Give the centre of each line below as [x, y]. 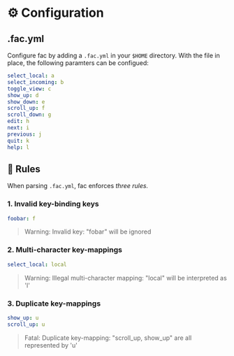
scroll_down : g [29, 115]
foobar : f [22, 218]
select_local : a [31, 76]
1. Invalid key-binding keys [53, 204]
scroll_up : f [26, 108]
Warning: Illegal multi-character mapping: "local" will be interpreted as [125, 278]
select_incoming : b [36, 82]
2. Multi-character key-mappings [65, 250]
